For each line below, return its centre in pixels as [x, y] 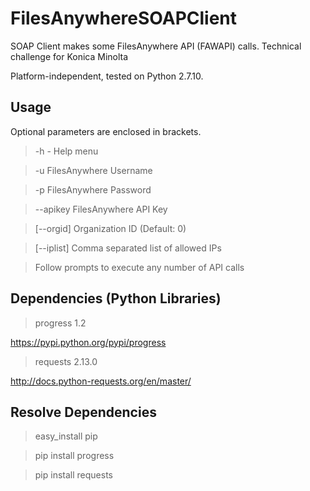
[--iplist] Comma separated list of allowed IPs [128, 248]
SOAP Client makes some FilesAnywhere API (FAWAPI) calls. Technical [156, 46]
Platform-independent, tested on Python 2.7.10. [107, 76]
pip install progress [74, 456]
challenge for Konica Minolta [69, 56]
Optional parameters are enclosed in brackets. [106, 131]
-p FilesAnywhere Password [93, 189]
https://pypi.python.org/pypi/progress [88, 342]
